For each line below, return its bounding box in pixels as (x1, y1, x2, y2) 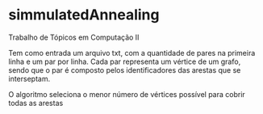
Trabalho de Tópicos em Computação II (8, 32, 140, 42)
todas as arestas (8, 98, 64, 108)
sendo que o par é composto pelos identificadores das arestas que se (8, 65, 241, 74)
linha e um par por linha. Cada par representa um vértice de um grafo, (8, 57, 241, 66)
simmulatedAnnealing (8, 6, 160, 24)
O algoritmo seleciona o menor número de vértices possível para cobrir (8, 89, 246, 99)
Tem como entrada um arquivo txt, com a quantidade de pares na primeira (8, 48, 256, 57)
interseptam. (8, 74, 51, 83)
